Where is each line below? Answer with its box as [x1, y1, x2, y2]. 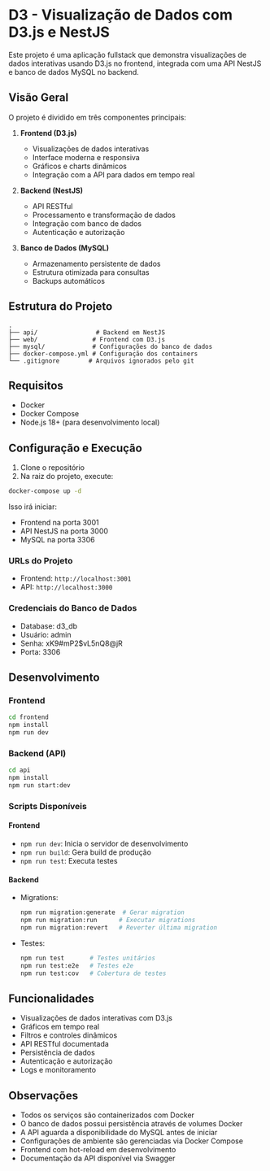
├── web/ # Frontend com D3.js [8, 335, 165, 343]
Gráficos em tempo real [20, 1022, 100, 1032]
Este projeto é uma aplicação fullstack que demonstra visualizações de [8, 50, 246, 59]
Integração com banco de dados [32, 218, 142, 229]
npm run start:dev [8, 781, 71, 790]
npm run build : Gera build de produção [20, 847, 152, 857]
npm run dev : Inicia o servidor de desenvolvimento [20, 839, 189, 849]
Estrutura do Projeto [8, 299, 113, 314]
